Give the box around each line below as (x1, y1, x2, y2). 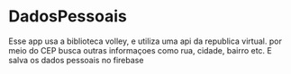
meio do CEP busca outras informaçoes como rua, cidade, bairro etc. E (8, 45, 272, 55)
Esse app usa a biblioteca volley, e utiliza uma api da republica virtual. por (8, 36, 283, 46)
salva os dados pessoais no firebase (8, 54, 144, 65)
